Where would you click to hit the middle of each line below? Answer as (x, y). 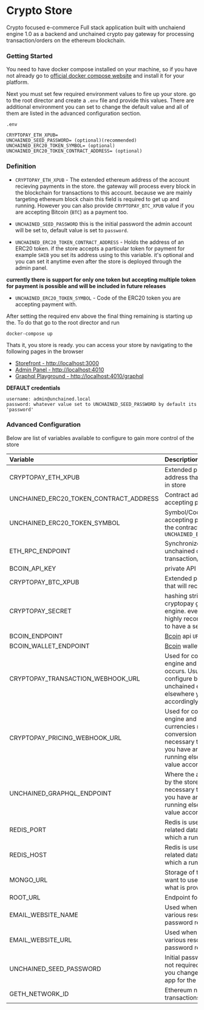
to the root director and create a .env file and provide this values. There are (100, 100)
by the (174, 782)
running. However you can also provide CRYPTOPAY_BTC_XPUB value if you (104, 205)
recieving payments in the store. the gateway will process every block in (105, 186)
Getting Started (29, 56)
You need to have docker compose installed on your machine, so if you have (102, 69)
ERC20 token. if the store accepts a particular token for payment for (100, 248)
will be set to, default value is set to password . (72, 230)
